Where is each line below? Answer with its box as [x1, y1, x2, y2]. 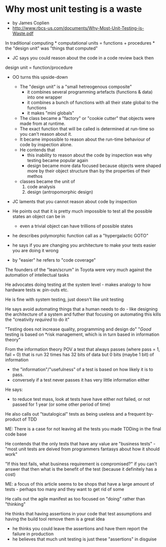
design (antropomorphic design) [27, 189, 93, 195]
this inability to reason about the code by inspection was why [27, 152, 153, 158]
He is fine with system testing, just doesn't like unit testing [5, 296, 124, 302]
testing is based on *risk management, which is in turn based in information [5, 331, 160, 337]
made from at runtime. [19, 120, 65, 126]
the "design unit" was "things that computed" [5, 45, 98, 51]
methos [27, 173, 43, 179]
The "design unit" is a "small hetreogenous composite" [19, 83, 132, 90]
